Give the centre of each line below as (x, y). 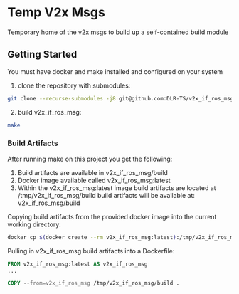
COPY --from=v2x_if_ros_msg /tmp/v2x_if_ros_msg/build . (94, 283)
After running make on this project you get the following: (90, 159)
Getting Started (42, 54)
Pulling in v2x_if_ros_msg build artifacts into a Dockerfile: (91, 251)
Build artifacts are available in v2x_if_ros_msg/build (93, 172)
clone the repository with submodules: (74, 85)
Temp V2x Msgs (56, 12)
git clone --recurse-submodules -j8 (62, 98)
